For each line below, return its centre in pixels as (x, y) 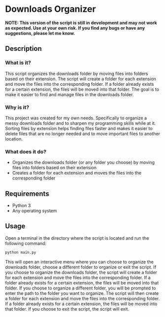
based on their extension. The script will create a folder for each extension (81, 79)
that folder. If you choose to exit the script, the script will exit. (67, 309)
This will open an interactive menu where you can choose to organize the (79, 262)
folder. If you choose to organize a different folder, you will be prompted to (81, 288)
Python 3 (21, 206)
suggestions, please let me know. (40, 33)
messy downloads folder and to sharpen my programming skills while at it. (81, 123)
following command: (26, 243)
